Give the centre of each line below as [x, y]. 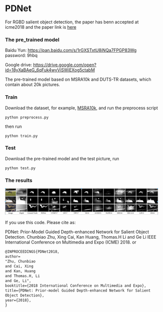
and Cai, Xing [19, 266]
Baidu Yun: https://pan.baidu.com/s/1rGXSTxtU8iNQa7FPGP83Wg [71, 50]
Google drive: [19, 65]
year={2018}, [18, 300]
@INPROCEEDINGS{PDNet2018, [32, 251]
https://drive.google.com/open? [65, 65]
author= [13, 256]
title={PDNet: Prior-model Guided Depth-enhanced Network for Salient [78, 290]
